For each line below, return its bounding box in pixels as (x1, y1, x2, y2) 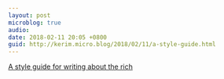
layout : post (8, 11, 51, 20)
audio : (8, 26, 30, 34)
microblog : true (8, 19, 61, 27)
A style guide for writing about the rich (8, 62, 134, 71)
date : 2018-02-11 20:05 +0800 (8, 33, 108, 41)
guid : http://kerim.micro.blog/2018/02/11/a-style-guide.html (8, 41, 216, 48)
